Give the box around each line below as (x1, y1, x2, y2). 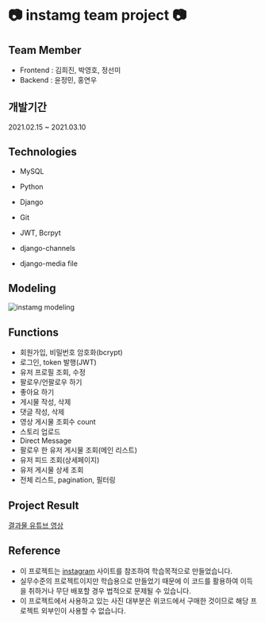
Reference (8, 544, 61, 558)
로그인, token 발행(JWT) (19, 358, 97, 367)
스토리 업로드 (19, 427, 61, 436)
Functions (8, 325, 60, 339)
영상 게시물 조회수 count (19, 417, 97, 427)
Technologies (8, 145, 78, 159)
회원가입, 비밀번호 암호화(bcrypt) (19, 348, 123, 357)
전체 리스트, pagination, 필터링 (19, 475, 117, 485)
